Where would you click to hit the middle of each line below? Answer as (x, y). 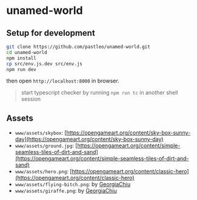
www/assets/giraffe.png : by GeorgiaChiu (66, 191)
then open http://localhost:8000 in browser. (63, 81)
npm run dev (21, 69)
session (31, 99)
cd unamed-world (27, 52)
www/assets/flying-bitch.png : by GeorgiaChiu (73, 184)
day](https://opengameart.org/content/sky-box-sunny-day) (89, 139)
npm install (21, 58)
